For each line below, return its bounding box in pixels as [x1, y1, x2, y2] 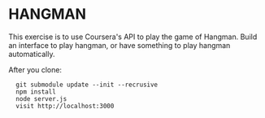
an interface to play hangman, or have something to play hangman [8, 40, 231, 50]
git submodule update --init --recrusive [15, 81, 159, 89]
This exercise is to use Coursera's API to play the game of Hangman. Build [8, 32, 258, 42]
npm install [15, 87, 57, 96]
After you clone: [8, 64, 63, 74]
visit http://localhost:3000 [15, 102, 115, 110]
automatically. [8, 49, 55, 59]
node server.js [15, 94, 67, 103]
